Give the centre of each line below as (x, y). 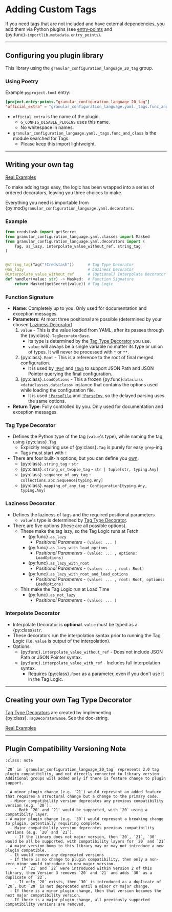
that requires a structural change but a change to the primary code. (82, 797)
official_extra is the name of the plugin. (56, 116)
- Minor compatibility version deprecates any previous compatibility (87, 801)
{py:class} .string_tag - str (49, 464)
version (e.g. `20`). (28, 806)
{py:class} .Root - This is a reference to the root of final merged (87, 357)
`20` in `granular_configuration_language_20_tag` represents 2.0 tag (82, 770)
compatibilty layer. (27, 815)
